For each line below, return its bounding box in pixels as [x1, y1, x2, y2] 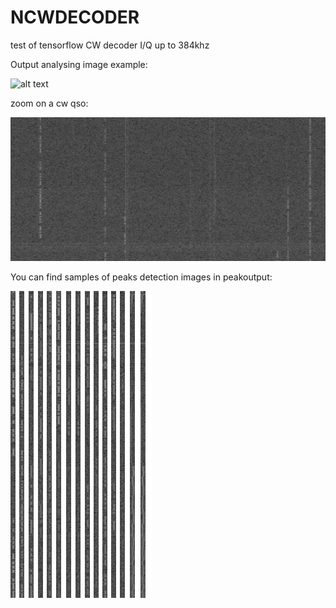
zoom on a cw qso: [10, 97, 89, 109]
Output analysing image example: [10, 58, 148, 70]
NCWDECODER [10, 6, 140, 29]
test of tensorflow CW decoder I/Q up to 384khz [10, 39, 210, 51]
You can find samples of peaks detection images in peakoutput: [10, 271, 273, 283]
